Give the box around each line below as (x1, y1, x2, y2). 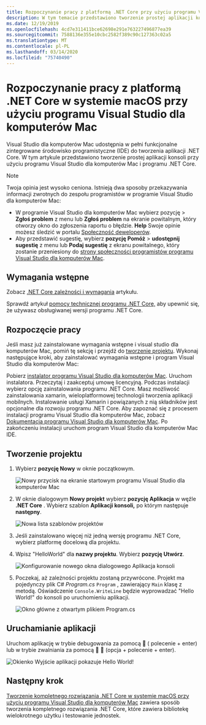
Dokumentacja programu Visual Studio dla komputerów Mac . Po (6, 418, 168, 425)
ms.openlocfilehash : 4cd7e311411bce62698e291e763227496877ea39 (6, 26, 172, 33)
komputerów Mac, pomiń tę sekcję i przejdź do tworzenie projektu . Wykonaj (6, 347, 198, 355)
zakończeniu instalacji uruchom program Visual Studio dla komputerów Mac (6, 424, 198, 432)
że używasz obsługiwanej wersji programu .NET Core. (6, 307, 143, 314)
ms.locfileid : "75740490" (6, 55, 72, 61)
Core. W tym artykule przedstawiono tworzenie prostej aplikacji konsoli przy (6, 153, 199, 161)
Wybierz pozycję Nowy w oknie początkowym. (15, 465, 135, 472)
